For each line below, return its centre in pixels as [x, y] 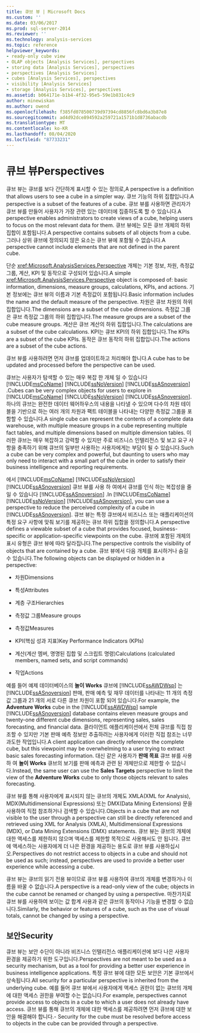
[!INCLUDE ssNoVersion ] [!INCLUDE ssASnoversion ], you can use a [88, 501]
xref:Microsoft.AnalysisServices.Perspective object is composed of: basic [97, 279]
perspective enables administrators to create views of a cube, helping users [99, 218]
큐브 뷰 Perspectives [55, 171]
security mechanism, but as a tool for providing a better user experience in [98, 965]
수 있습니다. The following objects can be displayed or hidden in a [86, 558]
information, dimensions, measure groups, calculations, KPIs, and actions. [97, 287]
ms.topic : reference [32, 45]
